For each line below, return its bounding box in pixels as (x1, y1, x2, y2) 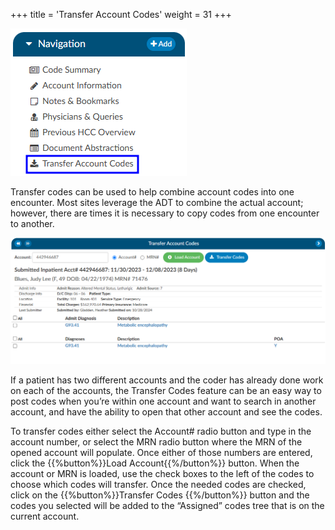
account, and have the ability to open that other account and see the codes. (10, 406, 323, 418)
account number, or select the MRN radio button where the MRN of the (10, 436, 303, 448)
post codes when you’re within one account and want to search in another (10, 395, 317, 408)
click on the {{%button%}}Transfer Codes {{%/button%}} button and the (10, 489, 310, 501)
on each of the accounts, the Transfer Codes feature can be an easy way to (10, 385, 322, 397)
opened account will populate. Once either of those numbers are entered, (10, 447, 313, 459)
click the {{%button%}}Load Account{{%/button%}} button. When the (10, 457, 300, 469)
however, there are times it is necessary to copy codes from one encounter (10, 207, 320, 219)
